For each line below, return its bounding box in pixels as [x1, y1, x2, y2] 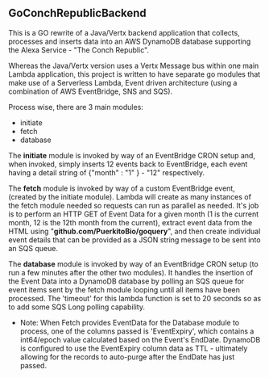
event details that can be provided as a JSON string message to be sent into [8, 234, 261, 245]
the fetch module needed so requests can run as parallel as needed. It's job [8, 200, 259, 210]
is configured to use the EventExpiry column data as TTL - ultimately [19, 343, 248, 353]
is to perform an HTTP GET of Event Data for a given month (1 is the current [8, 209, 259, 219]
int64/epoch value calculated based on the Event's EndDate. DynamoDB [19, 334, 261, 344]
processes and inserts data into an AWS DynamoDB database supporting [8, 36, 251, 46]
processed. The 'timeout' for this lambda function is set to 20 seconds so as [8, 293, 262, 303]
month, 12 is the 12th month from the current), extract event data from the [8, 217, 253, 227]
